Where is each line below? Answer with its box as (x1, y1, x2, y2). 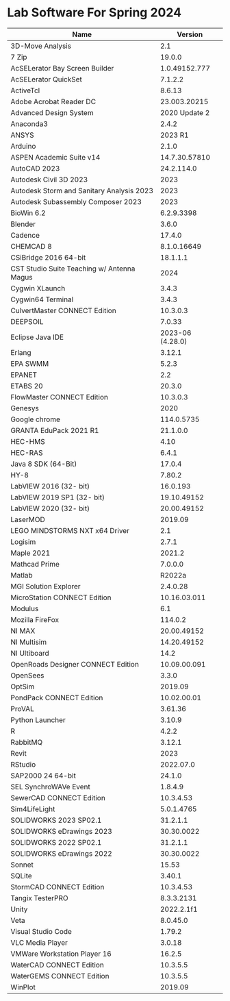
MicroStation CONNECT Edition (10, 593, 112, 602)
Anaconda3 (10, 119, 48, 128)
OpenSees (10, 670, 44, 680)
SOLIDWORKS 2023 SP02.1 (10, 815, 102, 825)
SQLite (10, 871, 32, 880)
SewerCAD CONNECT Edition (10, 793, 106, 802)
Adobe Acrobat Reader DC (10, 97, 97, 106)
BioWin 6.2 (10, 208, 46, 217)
